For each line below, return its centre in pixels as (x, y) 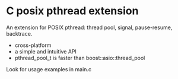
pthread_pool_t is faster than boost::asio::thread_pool (80, 58)
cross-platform (33, 45)
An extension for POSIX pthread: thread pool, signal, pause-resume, (89, 27)
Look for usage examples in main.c (49, 69)
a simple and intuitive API (46, 51)
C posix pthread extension (72, 11)
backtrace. (19, 33)
